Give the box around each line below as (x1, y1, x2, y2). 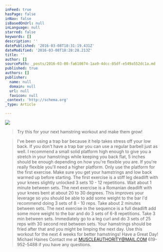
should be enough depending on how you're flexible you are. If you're (17, 159, 157, 164)
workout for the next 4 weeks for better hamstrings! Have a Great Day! (17, 232, 159, 237)
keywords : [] (5, 35, 32, 39)
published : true (5, 66, 38, 71)
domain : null (9, 84, 36, 89)
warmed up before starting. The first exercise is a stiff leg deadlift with (17, 175, 158, 180)
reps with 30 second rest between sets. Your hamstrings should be (17, 221, 152, 227)
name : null (9, 79, 32, 84)
